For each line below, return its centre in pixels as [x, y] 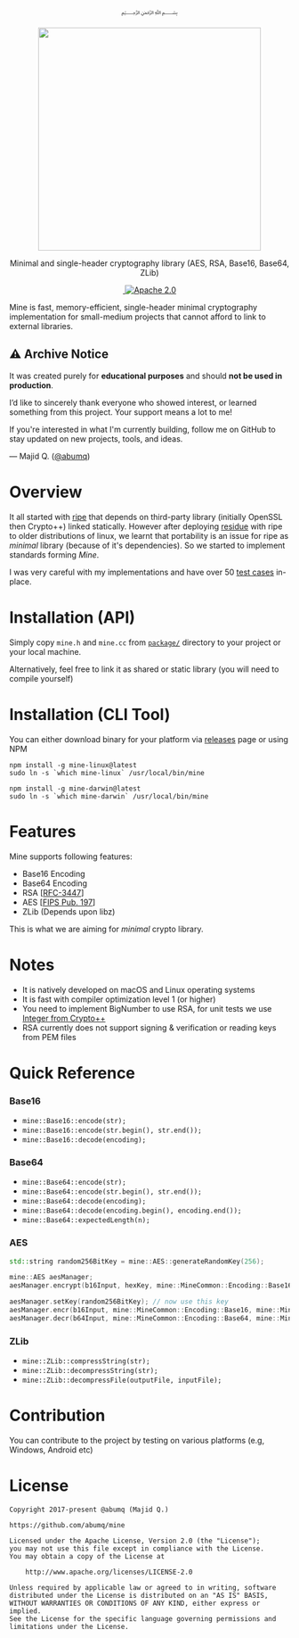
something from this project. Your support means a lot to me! [121, 412]
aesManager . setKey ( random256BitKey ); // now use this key [119, 1302]
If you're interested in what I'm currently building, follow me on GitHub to [142, 429]
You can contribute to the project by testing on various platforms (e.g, [137, 1441]
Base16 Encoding [54, 873]
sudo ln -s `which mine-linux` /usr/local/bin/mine [107, 773]
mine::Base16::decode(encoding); [84, 1140]
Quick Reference [73, 1073]
